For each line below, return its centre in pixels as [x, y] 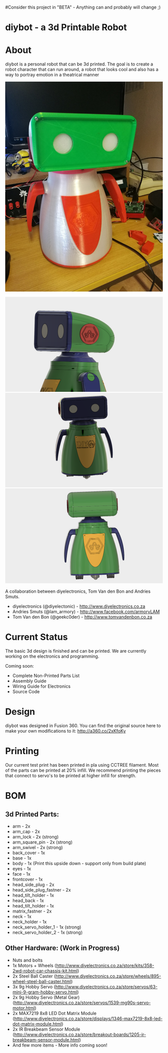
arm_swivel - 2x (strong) [38, 847]
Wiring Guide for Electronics [41, 686]
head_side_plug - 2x [33, 885]
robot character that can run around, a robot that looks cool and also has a [82, 69]
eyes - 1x [22, 869]
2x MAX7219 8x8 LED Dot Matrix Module [54, 1013]
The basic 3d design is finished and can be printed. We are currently [76, 651]
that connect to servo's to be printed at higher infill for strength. [71, 775]
